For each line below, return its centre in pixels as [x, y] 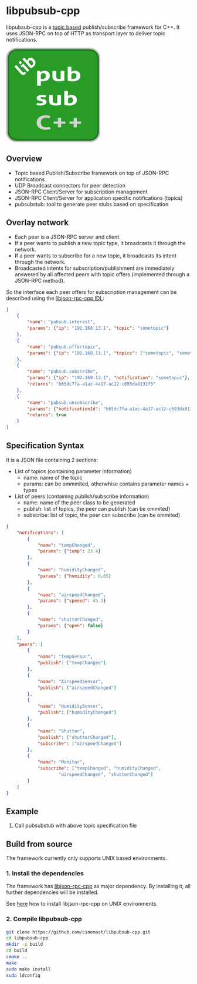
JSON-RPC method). [40, 280]
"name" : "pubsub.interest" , [61, 322]
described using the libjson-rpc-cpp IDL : [55, 298]
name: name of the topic [53, 477]
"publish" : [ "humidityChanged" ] [77, 712]
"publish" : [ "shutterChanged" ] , [77, 737]
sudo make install [28, 969]
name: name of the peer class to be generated [79, 502]
